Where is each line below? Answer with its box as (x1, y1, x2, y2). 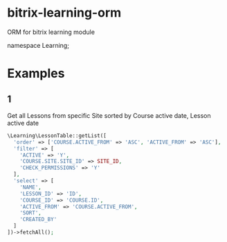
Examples (7, 66, 65, 81)
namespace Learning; (7, 41, 69, 49)
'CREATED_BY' (19, 216, 57, 223)
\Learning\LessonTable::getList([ (7, 132, 107, 139)
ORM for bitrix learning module (7, 28, 96, 36)
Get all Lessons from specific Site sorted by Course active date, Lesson (7, 111, 211, 119)
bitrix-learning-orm (7, 5, 122, 21)
